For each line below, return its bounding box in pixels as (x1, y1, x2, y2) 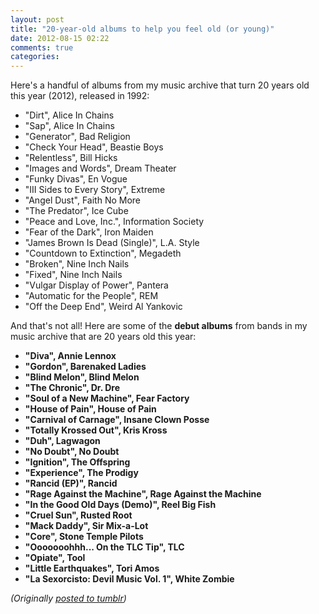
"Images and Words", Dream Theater (24, 162, 177, 175)
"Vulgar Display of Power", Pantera (24, 279, 169, 291)
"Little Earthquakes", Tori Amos (24, 562, 160, 575)
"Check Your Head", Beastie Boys (24, 141, 164, 153)
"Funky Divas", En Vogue (24, 173, 128, 185)
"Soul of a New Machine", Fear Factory (24, 392, 190, 405)
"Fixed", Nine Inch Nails (24, 269, 123, 281)
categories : (10, 52, 60, 62)
